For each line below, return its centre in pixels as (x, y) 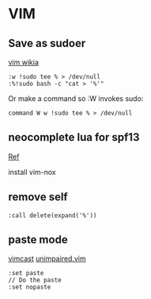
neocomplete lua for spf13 (74, 137)
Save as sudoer (47, 43)
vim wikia (24, 62)
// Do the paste (35, 280)
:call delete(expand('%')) (53, 216)
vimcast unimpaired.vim (47, 258)
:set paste (26, 274)
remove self (38, 197)
